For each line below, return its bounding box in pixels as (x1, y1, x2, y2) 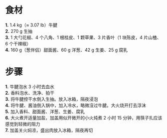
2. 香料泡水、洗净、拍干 (5, 90, 55, 96)
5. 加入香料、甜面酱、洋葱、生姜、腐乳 (5, 108, 85, 115)
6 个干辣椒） (5, 40, 31, 46)
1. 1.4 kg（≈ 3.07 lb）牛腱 (5, 22, 57, 28)
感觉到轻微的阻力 (5, 121, 40, 127)
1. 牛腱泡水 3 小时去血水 (5, 83, 55, 90)
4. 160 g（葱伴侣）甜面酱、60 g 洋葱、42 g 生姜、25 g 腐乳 (5, 47, 128, 53)
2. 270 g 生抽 (5, 28, 32, 34)
